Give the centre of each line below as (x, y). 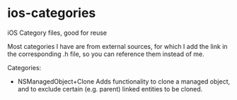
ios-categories (52, 13)
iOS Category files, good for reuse (57, 33)
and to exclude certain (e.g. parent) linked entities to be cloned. (110, 89)
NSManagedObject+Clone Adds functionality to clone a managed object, (124, 81)
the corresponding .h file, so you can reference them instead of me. (106, 54)
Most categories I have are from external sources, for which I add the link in (117, 46)
